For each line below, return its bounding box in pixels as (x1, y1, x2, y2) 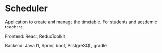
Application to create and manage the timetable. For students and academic (5, 19, 157, 25)
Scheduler (5, 3, 48, 14)
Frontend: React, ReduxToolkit (5, 33, 65, 39)
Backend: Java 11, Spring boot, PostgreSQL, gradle (5, 42, 107, 48)
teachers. (5, 24, 24, 29)
